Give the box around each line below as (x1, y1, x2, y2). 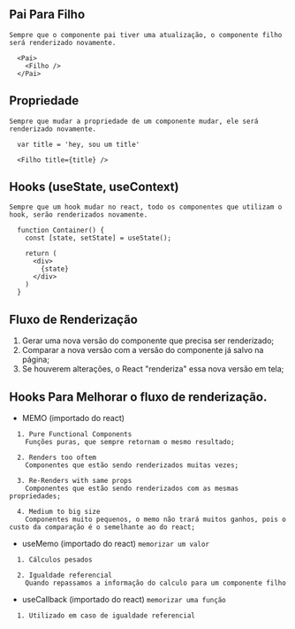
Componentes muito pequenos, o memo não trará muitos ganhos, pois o (25, 515, 287, 525)
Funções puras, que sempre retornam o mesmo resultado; (25, 438, 236, 447)
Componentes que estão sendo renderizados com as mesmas (25, 484, 239, 494)
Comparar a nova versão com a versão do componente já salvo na (21, 345, 264, 356)
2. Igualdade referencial (17, 571, 113, 580)
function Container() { (17, 226, 104, 235)
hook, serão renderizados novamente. (9, 211, 148, 219)
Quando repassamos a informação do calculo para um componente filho (25, 579, 287, 587)
